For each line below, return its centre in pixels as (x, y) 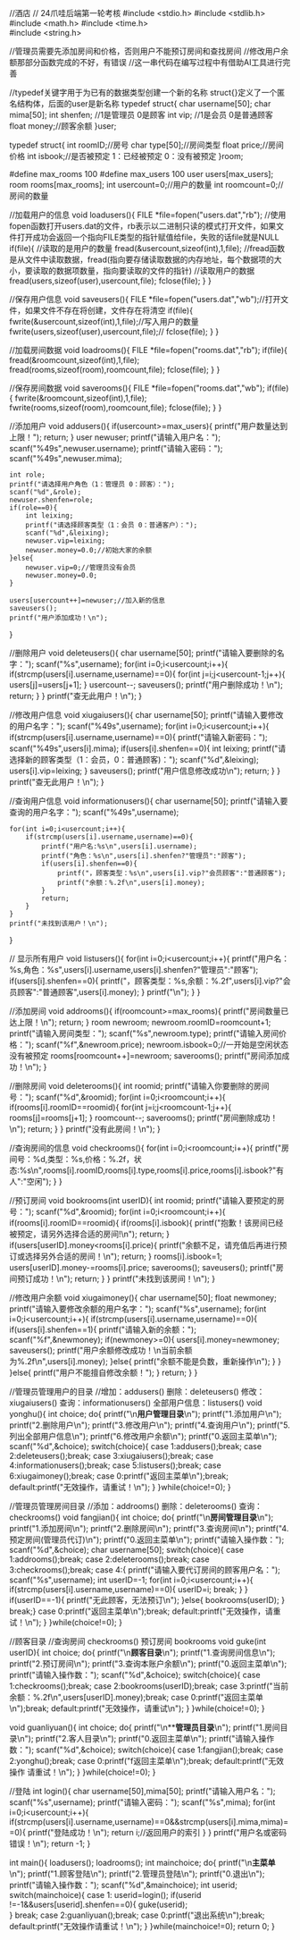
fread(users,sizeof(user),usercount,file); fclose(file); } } (110, 281)
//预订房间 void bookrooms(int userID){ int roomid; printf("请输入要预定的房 (147, 1200)
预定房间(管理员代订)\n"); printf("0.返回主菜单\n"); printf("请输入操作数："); (147, 1539)
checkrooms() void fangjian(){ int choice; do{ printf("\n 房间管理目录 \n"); (142, 1517)
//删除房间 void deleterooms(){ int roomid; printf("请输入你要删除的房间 (139, 1086)
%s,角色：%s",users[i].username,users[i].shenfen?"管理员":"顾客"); (134, 970)
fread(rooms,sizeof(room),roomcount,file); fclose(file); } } (115, 370)
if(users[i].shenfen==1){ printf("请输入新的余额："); (103, 1329)
